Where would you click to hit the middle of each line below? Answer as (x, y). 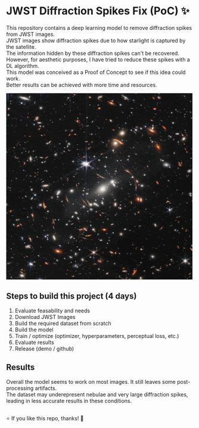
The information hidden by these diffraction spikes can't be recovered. (93, 53)
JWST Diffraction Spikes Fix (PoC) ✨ (98, 11)
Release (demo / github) (44, 348)
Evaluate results (35, 342)
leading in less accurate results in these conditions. (69, 401)
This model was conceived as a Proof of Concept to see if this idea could (96, 72)
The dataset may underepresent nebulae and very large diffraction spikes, (97, 394)
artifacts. (46, 388)
